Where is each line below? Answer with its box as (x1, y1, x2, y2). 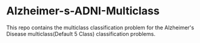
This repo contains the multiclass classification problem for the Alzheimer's (6, 24, 195, 31)
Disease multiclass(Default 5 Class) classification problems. (6, 30, 156, 37)
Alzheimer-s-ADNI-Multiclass (6, 4, 160, 18)
